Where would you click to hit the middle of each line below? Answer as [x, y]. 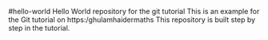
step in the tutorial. [39, 28]
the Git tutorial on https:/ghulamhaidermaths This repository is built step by [132, 20]
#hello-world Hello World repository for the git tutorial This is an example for [134, 11]
